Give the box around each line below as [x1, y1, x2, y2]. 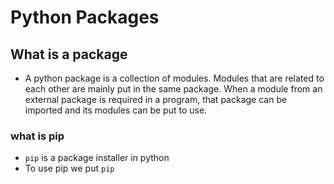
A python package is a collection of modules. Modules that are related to [24, 72, 325, 84]
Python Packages [10, 6, 160, 29]
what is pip [10, 129, 65, 143]
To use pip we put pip [24, 162, 115, 175]
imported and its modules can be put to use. [24, 104, 208, 116]
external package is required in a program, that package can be [24, 94, 288, 105]
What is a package [10, 46, 128, 63]
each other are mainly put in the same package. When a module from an [24, 83, 323, 95]
